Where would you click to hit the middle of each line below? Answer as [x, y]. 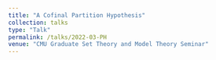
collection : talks [38, 23]
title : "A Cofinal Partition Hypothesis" [77, 15]
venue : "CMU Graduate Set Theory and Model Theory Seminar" [109, 44]
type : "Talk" [29, 30]
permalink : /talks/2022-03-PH [58, 37]
